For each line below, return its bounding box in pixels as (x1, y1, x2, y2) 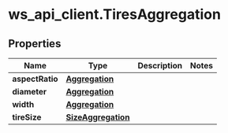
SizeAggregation (65, 112, 130, 123)
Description (137, 61, 183, 71)
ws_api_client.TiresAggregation (8, 6, 221, 24)
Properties (8, 37, 62, 50)
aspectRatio (12, 73, 58, 84)
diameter (12, 87, 47, 97)
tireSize (12, 112, 42, 123)
